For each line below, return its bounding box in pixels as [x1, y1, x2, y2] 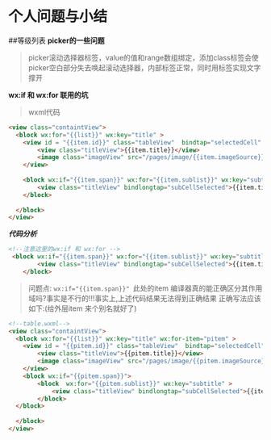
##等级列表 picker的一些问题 [8, 36, 105, 45]
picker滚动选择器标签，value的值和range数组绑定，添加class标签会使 [27, 52, 260, 62]
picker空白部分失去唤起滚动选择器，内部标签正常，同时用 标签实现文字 [27, 62, 261, 73]
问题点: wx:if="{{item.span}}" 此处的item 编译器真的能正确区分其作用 [27, 283, 263, 293]
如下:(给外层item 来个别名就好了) [27, 304, 137, 313]
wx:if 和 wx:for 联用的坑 [8, 90, 89, 99]
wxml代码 [27, 107, 60, 117]
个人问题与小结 [8, 7, 108, 26]
